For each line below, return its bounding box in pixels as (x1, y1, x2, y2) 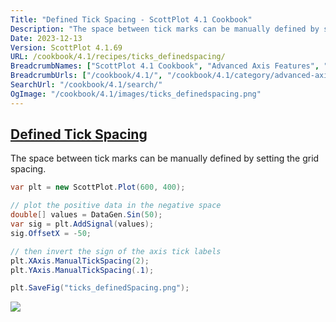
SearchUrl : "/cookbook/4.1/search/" (10, 80, 163, 90)
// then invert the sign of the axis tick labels (10, 246, 222, 256)
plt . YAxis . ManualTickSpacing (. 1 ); (10, 265, 155, 275)
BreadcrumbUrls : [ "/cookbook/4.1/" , (10, 71, 163, 81)
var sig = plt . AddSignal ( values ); (10, 219, 155, 230)
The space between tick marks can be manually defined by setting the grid (10, 152, 320, 165)
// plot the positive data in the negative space (10, 201, 222, 211)
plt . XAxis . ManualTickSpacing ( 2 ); (10, 256, 150, 266)
